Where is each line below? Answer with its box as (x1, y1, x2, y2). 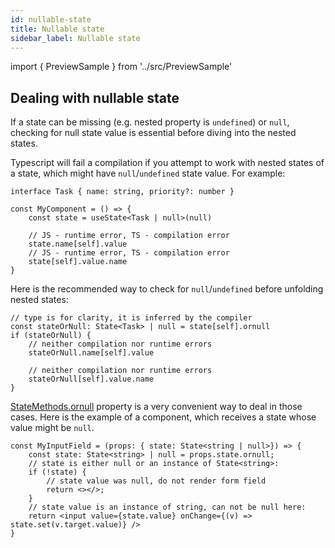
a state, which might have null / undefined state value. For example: (10, 167, 286, 180)
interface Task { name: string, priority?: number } (10, 187, 235, 197)
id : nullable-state (10, 14, 92, 25)
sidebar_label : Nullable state (10, 33, 141, 43)
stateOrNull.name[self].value (28, 348, 155, 358)
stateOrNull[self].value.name (28, 374, 155, 385)
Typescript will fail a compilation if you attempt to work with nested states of (10, 157, 325, 169)
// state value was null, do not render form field (46, 476, 267, 486)
